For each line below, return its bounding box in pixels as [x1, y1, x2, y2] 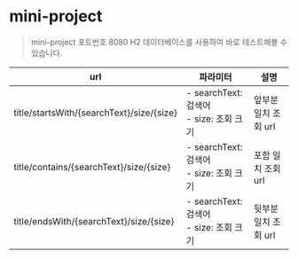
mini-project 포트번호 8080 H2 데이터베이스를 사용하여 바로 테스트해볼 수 [30, 36, 288, 47]
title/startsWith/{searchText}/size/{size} [13, 106, 177, 119]
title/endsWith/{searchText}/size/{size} [13, 215, 175, 227]
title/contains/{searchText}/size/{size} [13, 161, 171, 173]
